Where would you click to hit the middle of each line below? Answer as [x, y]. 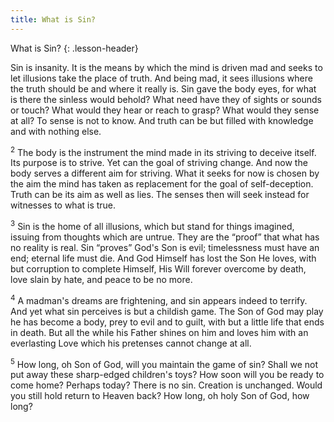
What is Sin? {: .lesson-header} [74, 48]
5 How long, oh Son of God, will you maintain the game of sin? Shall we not [164, 363]
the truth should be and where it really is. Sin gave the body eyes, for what [163, 88]
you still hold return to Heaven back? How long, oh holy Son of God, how [160, 396]
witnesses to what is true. [63, 205]
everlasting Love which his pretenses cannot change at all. [131, 343]
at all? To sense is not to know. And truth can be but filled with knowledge [162, 120]
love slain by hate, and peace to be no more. [101, 279]
